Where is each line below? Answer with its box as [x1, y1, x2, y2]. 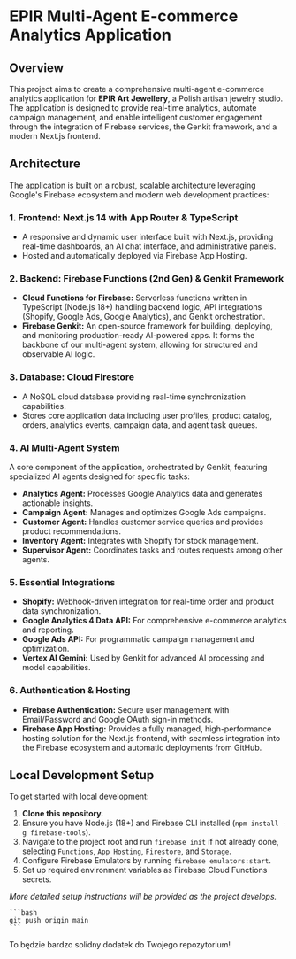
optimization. [21, 644, 70, 654]
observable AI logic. [21, 349, 95, 360]
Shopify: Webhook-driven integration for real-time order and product [21, 596, 274, 607]
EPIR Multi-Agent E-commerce [9, 6, 239, 27]
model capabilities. [21, 662, 91, 673]
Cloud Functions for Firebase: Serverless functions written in [21, 292, 247, 303]
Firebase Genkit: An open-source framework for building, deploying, [21, 321, 274, 331]
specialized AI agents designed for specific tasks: [9, 471, 190, 482]
